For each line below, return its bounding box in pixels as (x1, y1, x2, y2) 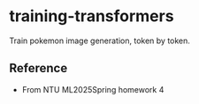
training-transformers (9, 6, 174, 26)
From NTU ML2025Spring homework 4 (21, 84, 165, 94)
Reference (9, 61, 68, 76)
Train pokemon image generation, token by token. (9, 35, 190, 46)
